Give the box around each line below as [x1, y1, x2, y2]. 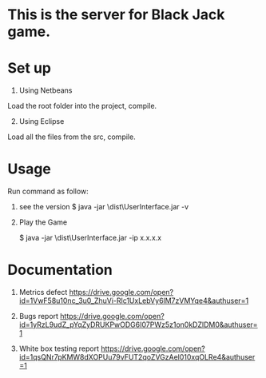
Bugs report [18, 312, 59, 320]
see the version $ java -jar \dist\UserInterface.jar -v [18, 202, 189, 212]
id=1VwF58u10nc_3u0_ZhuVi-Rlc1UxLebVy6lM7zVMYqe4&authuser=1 [18, 296, 249, 305]
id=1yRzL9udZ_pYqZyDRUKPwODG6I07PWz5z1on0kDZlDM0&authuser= [18, 320, 258, 329]
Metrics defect [18, 288, 68, 296]
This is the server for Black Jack [7, 6, 225, 24]
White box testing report [18, 344, 100, 353]
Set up [7, 59, 51, 78]
